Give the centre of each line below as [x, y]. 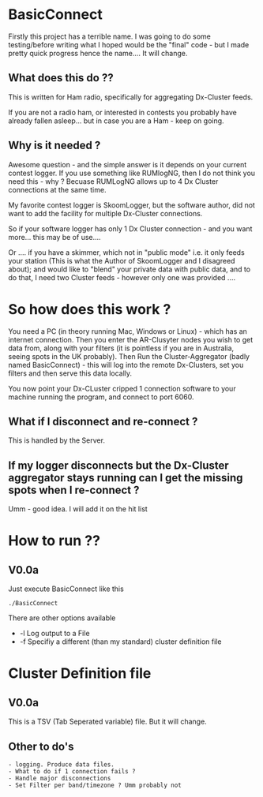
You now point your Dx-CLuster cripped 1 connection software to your [122, 388]
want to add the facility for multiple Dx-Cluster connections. [105, 213]
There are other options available [62, 618]
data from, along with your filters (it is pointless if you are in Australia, [121, 348]
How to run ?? [54, 541]
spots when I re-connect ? [74, 490]
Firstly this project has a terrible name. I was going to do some [109, 36]
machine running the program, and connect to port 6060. [101, 397]
